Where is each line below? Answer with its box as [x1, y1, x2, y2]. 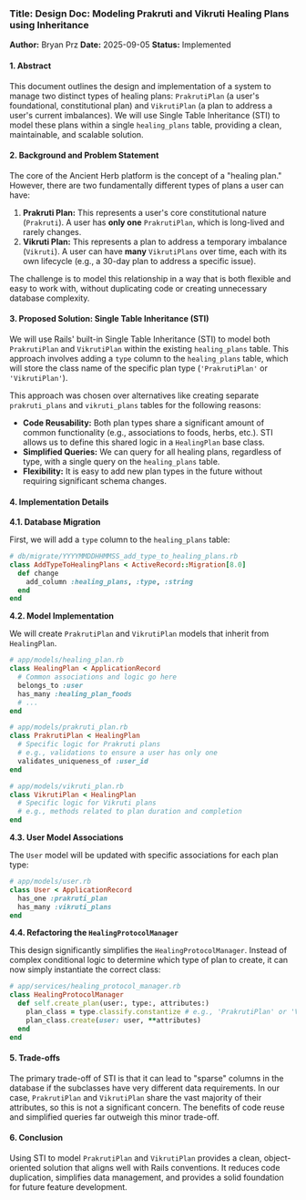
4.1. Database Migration [9, 517, 101, 528]
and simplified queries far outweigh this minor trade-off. [9, 1111, 220, 1123]
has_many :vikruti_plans [17, 902, 112, 911]
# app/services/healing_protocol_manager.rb [9, 982, 181, 991]
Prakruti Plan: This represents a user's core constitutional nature [22, 207, 267, 218]
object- [263, 1153, 291, 1164]
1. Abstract [9, 60, 52, 71]
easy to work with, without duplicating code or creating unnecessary [9, 282, 268, 293]
